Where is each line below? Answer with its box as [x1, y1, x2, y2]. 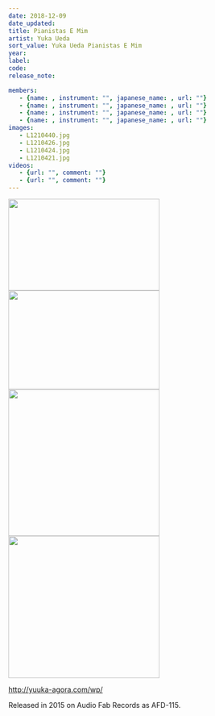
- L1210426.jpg [19, 139, 70, 147]
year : [8, 49, 27, 57]
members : [8, 86, 38, 94]
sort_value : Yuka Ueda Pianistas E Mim [8, 42, 143, 50]
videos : [8, 161, 35, 169]
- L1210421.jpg [19, 154, 70, 162]
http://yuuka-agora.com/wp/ [8, 685, 103, 694]
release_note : [8, 72, 56, 80]
